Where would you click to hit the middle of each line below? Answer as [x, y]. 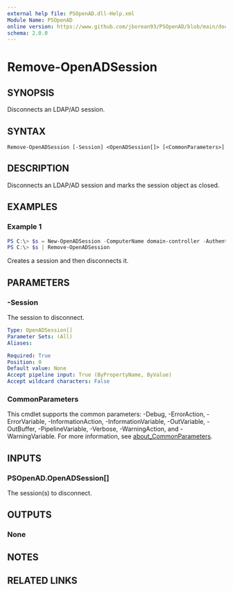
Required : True [29, 356]
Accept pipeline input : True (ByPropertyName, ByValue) [89, 375]
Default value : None [37, 368]
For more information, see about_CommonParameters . [135, 436]
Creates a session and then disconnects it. [68, 261]
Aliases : [20, 343]
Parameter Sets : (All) [40, 336]
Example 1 [25, 227]
